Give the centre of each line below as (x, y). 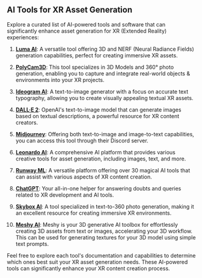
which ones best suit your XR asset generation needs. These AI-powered (97, 262)
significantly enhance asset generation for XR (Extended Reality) (87, 31)
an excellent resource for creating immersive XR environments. (93, 213)
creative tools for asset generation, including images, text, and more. (101, 159)
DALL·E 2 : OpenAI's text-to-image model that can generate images (98, 109)
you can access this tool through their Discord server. (82, 141)
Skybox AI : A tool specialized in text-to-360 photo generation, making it (105, 206)
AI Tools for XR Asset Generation (70, 10)
